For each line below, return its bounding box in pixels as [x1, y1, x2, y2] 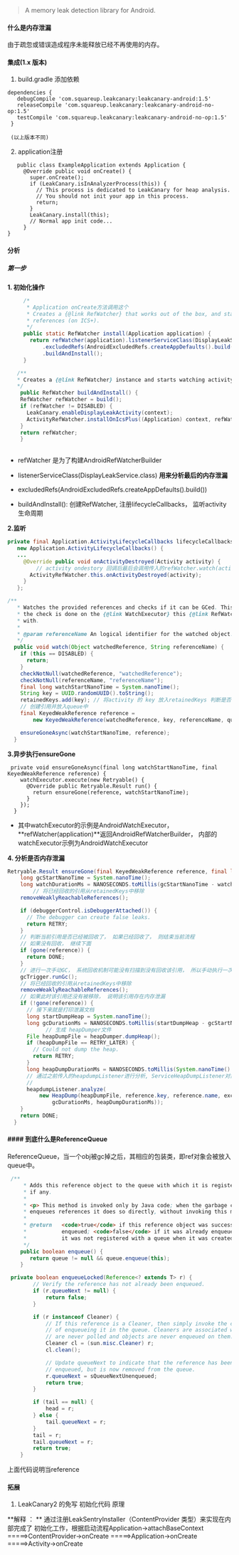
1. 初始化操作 [7, 282, 45, 291]
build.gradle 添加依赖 [17, 75, 80, 84]
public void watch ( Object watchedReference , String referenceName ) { [14, 644, 224, 651]
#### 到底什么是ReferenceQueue [7, 1135, 108, 1144]
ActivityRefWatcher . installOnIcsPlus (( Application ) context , [26, 415, 212, 423]
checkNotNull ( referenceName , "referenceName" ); [20, 676, 164, 684]
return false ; [45, 1294, 87, 1301]
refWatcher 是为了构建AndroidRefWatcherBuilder [17, 456, 162, 465]
